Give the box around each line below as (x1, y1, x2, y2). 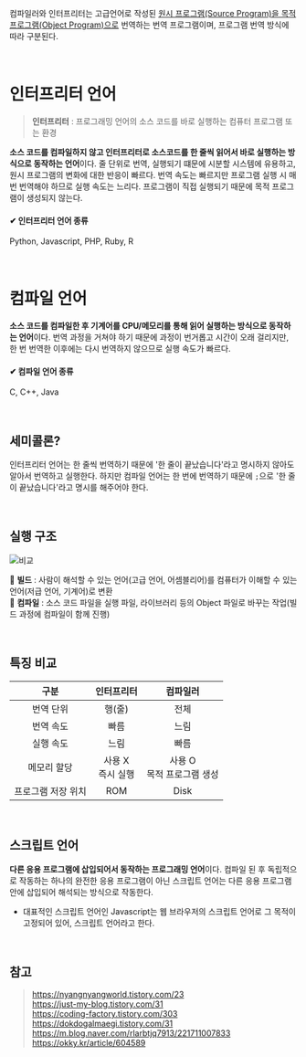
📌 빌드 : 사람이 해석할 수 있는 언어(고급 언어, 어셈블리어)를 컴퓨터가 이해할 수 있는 (9, 574, 298, 585)
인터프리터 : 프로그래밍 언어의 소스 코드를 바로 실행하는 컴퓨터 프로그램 (31, 115, 283, 126)
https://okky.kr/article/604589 (31, 1038, 146, 1049)
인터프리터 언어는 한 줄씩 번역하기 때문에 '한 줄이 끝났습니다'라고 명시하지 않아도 (9, 460, 295, 470)
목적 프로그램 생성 (145, 767, 219, 780)
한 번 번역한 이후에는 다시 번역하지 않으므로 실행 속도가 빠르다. (9, 344, 231, 354)
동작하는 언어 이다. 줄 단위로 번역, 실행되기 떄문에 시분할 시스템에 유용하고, (33, 158, 297, 169)
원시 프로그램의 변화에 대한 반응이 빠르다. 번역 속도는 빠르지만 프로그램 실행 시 (9, 169, 288, 180)
